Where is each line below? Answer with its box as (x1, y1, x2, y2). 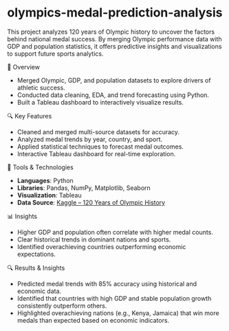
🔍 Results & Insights (7, 264, 65, 272)
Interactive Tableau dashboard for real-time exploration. (17, 149, 176, 158)
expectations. (17, 250, 56, 258)
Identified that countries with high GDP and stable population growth (17, 294, 212, 302)
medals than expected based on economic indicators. (17, 316, 170, 324)
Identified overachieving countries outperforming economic (17, 242, 186, 250)
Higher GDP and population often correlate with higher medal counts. (17, 228, 213, 236)
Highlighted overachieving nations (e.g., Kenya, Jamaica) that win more (17, 308, 219, 317)
